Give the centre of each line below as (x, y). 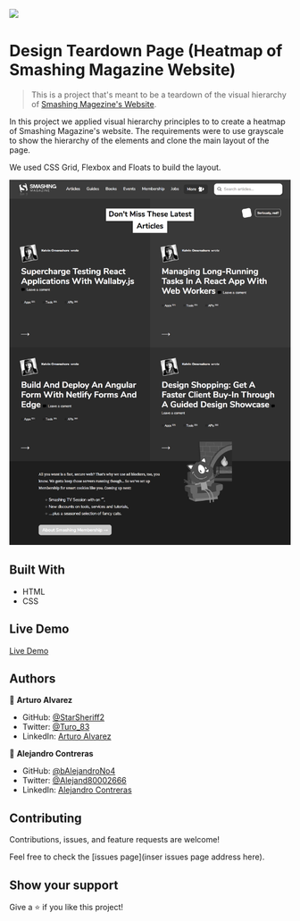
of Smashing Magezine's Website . (94, 104)
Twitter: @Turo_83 (56, 727)
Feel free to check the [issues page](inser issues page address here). (137, 857)
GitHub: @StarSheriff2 (63, 717)
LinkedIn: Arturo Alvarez (67, 736)
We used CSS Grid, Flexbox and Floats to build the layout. (115, 167)
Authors (33, 679)
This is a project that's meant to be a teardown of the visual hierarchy (159, 95)
